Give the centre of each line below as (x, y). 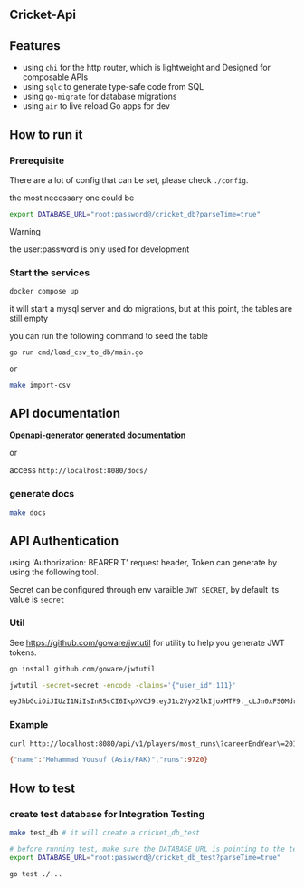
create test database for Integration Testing (107, 814)
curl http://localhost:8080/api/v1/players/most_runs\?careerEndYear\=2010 (155, 743)
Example (29, 725)
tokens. (24, 652)
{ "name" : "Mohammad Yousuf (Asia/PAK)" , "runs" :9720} (109, 760)
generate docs (42, 494)
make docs (28, 512)
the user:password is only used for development (100, 249)
